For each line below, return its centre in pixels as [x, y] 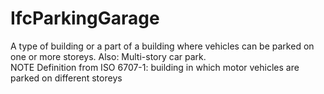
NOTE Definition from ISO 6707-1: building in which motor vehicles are [155, 67]
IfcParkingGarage [85, 18]
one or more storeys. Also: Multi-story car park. [108, 56]
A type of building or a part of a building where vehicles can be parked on [162, 46]
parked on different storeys [66, 78]
